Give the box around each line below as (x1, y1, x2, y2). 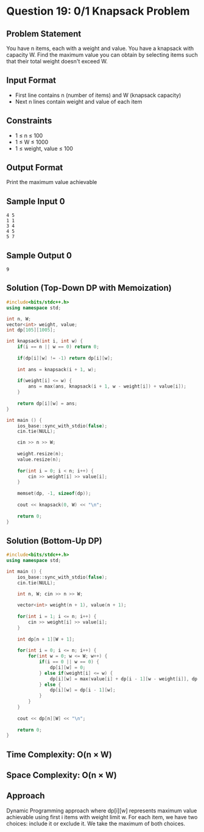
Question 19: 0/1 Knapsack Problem (6, 4, 190, 18)
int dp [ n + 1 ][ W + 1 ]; (17, 636, 75, 642)
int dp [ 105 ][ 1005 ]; (6, 327, 56, 333)
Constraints (6, 116, 52, 126)
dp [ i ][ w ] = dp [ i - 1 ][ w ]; (49, 687, 116, 693)
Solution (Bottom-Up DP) (6, 535, 102, 546)
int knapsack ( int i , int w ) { (6, 338, 83, 344)
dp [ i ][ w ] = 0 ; (49, 664, 86, 670)
